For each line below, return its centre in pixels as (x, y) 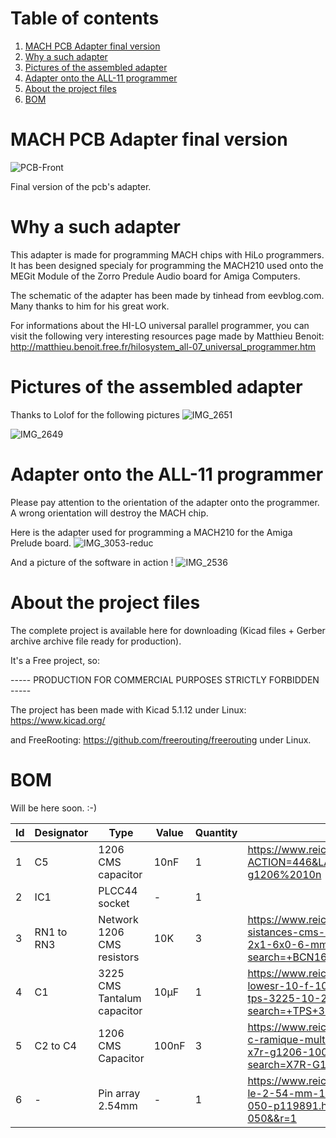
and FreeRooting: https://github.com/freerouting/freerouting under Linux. (161, 739)
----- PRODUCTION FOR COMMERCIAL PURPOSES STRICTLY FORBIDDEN (165, 679)
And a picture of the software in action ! (92, 562)
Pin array (119, 1093)
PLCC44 (118, 890)
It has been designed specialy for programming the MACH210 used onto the (167, 265)
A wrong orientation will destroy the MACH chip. (109, 513)
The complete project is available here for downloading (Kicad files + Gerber (168, 630)
